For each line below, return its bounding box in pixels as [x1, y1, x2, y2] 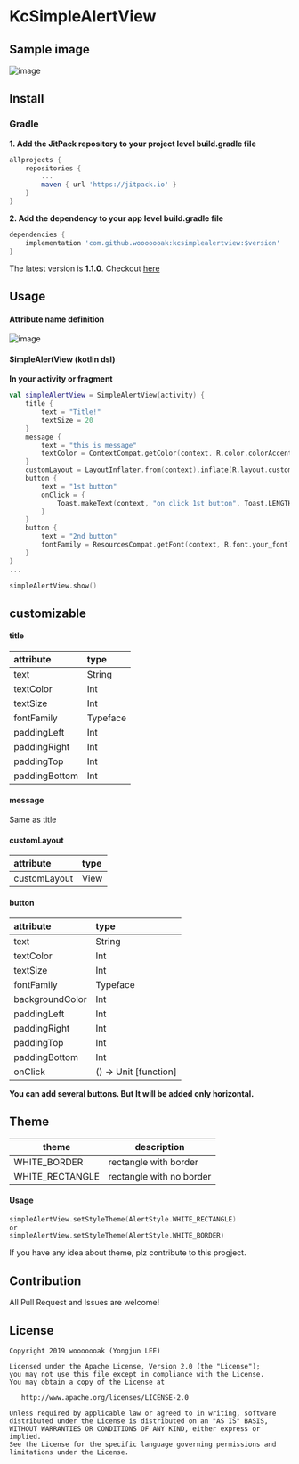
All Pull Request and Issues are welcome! [9, 1297, 160, 1308]
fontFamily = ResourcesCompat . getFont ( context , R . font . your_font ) [41, 540, 293, 549]
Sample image [9, 42, 91, 57]
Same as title [9, 814, 57, 826]
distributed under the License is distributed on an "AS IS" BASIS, [9, 1416, 269, 1426]
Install [9, 91, 44, 106]
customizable [9, 605, 87, 621]
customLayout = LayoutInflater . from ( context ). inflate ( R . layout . [25, 465, 269, 474]
